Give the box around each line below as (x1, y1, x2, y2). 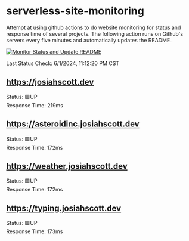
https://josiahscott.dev (6, 77, 94, 87)
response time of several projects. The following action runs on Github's (6, 30, 184, 37)
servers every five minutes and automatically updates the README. (6, 36, 172, 44)
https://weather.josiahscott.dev (6, 161, 128, 171)
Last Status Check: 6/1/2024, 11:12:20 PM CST (6, 60, 120, 67)
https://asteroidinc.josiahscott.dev (6, 119, 140, 129)
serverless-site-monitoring (6, 4, 144, 18)
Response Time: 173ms (6, 228, 63, 235)
